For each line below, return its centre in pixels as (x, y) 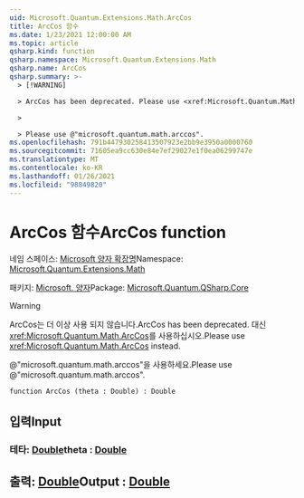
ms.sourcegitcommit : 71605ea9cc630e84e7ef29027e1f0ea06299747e (131, 151)
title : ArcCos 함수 (44, 26)
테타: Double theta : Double (68, 449)
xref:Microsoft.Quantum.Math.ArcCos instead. (95, 346)
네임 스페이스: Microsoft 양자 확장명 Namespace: (96, 259)
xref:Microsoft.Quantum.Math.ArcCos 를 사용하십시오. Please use (128, 336)
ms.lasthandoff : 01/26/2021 (62, 176)
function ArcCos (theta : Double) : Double (93, 392)
